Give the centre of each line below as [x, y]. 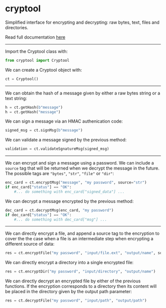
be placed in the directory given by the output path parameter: [69, 292]
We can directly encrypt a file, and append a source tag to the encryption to [82, 233]
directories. [17, 27]
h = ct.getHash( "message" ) [33, 112]
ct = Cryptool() [22, 79]
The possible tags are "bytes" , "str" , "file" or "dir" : [60, 174]
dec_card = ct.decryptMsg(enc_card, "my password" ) [59, 210]
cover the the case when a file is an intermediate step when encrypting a [79, 239]
